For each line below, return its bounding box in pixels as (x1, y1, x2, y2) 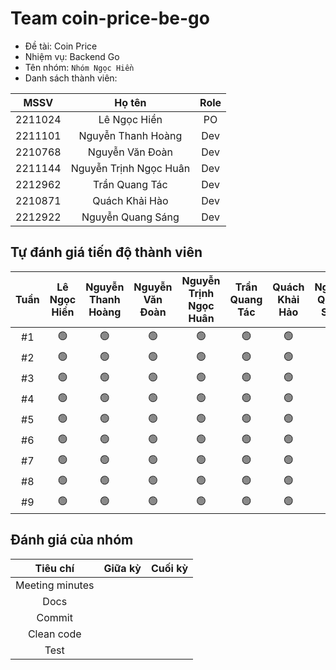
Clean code (27, 627, 82, 641)
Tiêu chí (34, 561, 75, 575)
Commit (36, 610, 73, 624)
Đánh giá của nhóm (10, 532, 134, 549)
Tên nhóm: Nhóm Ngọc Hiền (24, 61, 135, 73)
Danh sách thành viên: (24, 72, 118, 84)
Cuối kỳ (150, 561, 189, 575)
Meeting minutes (15, 578, 95, 592)
